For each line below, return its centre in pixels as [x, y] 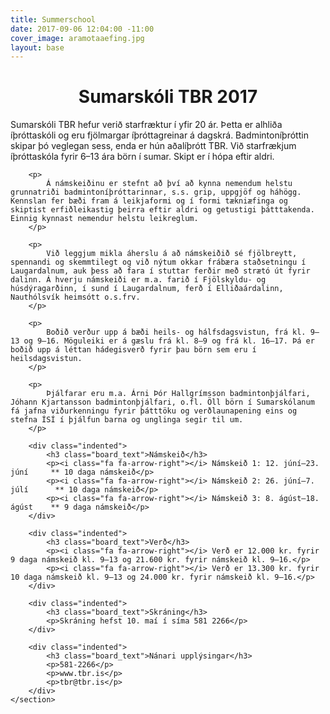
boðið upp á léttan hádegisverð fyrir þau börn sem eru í [133, 350]
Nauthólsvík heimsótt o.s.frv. [75, 297]
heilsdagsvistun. [46, 359]
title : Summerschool [53, 19]
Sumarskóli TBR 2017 [168, 97]
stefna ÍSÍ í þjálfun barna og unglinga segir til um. [127, 420]
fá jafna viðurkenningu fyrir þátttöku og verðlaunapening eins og [154, 411]
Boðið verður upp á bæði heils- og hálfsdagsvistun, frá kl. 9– [183, 332]
